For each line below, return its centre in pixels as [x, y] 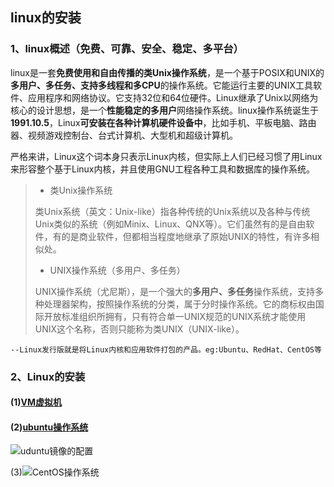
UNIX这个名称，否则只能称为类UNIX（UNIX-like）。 [139, 329]
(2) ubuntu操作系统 [49, 427]
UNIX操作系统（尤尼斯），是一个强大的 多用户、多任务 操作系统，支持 [175, 291]
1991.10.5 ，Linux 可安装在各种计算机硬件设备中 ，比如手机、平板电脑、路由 [163, 122]
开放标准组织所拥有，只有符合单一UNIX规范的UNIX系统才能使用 [175, 316]
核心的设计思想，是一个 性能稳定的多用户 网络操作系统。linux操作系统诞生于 [164, 110]
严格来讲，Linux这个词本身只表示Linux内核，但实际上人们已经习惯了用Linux [166, 156]
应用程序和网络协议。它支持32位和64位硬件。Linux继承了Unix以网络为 [173, 97]
